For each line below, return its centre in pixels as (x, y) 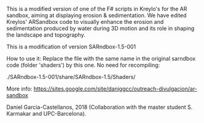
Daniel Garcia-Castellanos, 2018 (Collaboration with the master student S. (100, 107)
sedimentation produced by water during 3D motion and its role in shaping (100, 28)
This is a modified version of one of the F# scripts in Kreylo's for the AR (97, 9)
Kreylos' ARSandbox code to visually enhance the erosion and (85, 22)
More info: (19, 89)
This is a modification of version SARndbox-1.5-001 (71, 47)
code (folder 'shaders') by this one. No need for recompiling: (83, 65)
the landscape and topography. (46, 35)
